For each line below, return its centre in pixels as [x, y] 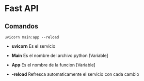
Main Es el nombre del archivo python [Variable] [60, 55]
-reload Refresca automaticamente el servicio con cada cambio [75, 74]
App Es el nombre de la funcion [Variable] [53, 65]
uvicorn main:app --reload [32, 37]
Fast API [22, 8]
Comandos [21, 26]
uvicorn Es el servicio [33, 46]
